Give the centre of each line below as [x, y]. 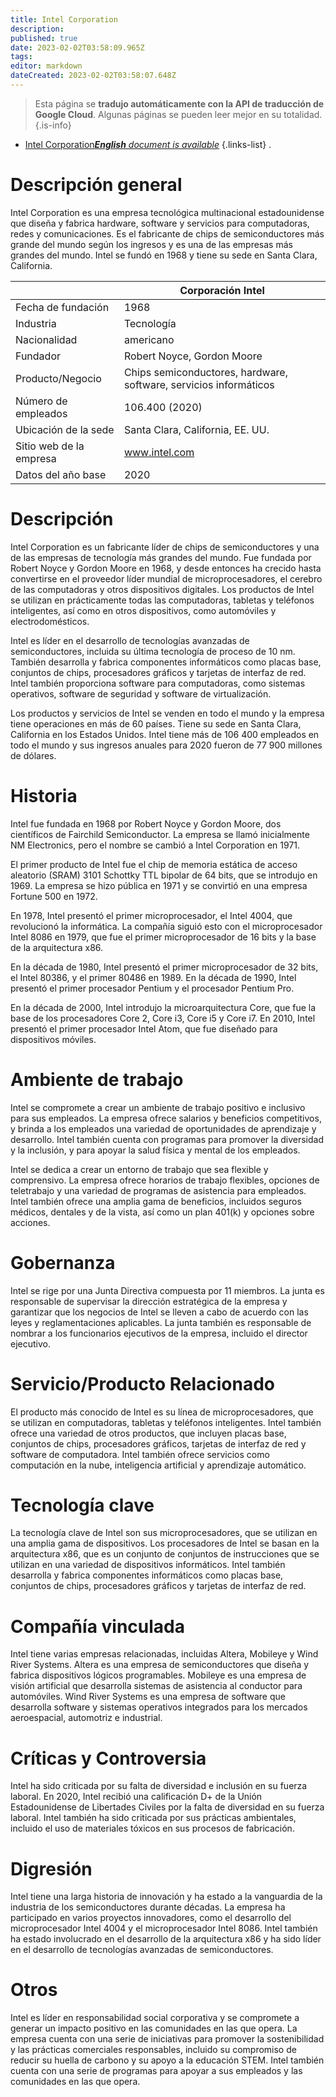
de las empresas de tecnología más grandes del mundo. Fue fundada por [161, 557]
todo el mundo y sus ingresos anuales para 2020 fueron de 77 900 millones [166, 745]
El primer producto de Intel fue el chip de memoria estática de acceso [154, 864]
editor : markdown [46, 66]
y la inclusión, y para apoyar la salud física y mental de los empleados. [155, 1150]
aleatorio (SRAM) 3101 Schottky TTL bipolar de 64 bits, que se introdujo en [164, 875]
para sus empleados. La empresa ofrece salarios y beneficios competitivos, [166, 1118]
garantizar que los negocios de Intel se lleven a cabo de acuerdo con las [159, 1312]
